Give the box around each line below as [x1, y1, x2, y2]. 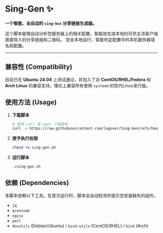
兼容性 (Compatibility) [5, 63, 73, 71]
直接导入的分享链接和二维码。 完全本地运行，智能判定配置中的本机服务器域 [5, 36, 155, 42]
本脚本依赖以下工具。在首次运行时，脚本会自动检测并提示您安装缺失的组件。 [5, 192, 158, 198]
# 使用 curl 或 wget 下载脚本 [12, 122, 68, 126]
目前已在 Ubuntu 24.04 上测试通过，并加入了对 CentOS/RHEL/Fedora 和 [5, 77, 151, 82]
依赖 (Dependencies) [5, 179, 69, 187]
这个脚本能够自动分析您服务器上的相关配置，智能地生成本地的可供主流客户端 [5, 31, 158, 36]
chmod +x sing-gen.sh [12, 145, 56, 150]
